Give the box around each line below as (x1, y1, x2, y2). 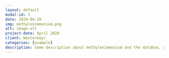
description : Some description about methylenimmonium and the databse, (5, 45, 161, 50)
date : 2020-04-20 (5, 17, 42, 22)
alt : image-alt (5, 26, 37, 31)
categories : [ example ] (5, 40, 53, 45)
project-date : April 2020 (5, 31, 59, 36)
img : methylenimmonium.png (5, 21, 62, 27)
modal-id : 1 (5, 12, 30, 17)
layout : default (5, 7, 39, 13)
